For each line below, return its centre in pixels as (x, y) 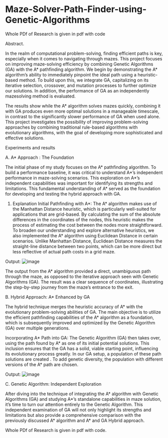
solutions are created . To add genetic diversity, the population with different (84, 359)
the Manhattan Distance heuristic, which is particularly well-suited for (84, 209)
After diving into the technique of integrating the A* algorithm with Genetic (82, 394)
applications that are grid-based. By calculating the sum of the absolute (87, 214)
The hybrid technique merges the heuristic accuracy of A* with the (74, 306)
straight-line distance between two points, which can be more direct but (87, 246)
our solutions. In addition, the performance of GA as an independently (77, 91)
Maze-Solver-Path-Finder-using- (76, 9)
